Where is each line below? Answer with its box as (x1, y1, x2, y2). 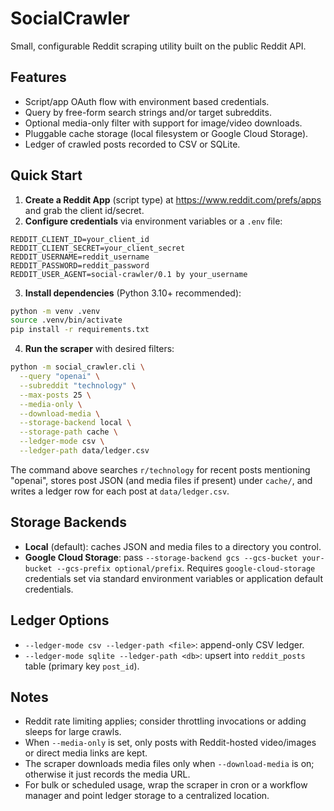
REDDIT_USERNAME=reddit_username (10, 252, 150, 262)
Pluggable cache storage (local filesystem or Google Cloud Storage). (24, 127, 309, 139)
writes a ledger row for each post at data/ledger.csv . (10, 485, 230, 497)
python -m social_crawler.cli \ (10, 362, 145, 372)
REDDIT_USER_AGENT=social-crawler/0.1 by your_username (10, 269, 248, 279)
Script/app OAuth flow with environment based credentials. (24, 95, 270, 107)
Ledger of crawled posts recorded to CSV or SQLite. (24, 138, 241, 150)
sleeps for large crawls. (24, 726, 122, 738)
